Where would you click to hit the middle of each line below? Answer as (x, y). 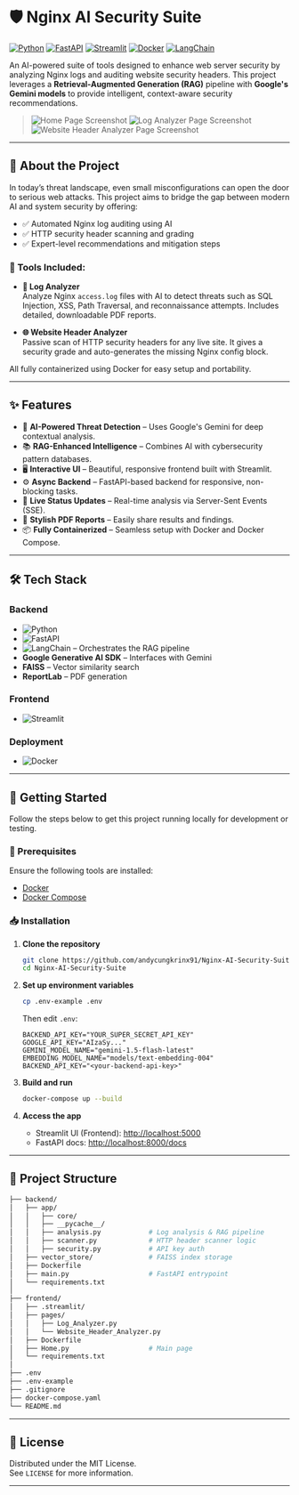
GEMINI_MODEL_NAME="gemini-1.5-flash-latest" (108, 1051)
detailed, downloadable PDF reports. (89, 315)
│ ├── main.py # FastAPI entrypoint (119, 1273)
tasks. (67, 491)
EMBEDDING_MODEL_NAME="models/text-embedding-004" (118, 1059)
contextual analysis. (59, 436)
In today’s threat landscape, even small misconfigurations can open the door (149, 187)
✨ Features (40, 405)
